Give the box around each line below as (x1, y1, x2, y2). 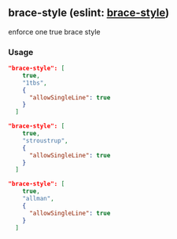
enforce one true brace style (8, 27, 101, 36)
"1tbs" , (22, 78, 47, 87)
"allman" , (22, 195, 55, 203)
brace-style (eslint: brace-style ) (8, 6, 170, 20)
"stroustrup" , (22, 136, 68, 144)
